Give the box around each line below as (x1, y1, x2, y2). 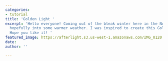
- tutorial (5, 12, 28, 17)
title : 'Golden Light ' (5, 16, 55, 21)
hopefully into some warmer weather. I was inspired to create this (9, 26, 155, 31)
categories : (5, 7, 30, 12)
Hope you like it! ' (9, 30, 52, 35)
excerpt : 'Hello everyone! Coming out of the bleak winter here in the (5, 21, 157, 26)
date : (5, 40, 16, 45)
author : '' (5, 44, 28, 49)
